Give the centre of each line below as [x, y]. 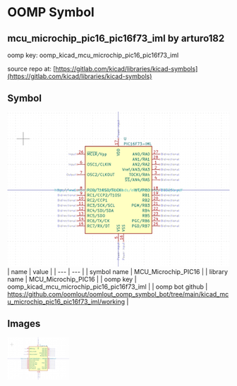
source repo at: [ [31, 69]
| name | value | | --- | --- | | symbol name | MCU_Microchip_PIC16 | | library [117, 271]
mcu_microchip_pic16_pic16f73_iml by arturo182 [116, 38]
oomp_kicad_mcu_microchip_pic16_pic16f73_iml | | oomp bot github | [108, 287]
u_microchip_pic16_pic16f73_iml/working [66, 301]
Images [24, 324]
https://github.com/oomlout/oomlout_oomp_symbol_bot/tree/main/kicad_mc [118, 294]
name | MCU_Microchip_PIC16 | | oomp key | [72, 279]
